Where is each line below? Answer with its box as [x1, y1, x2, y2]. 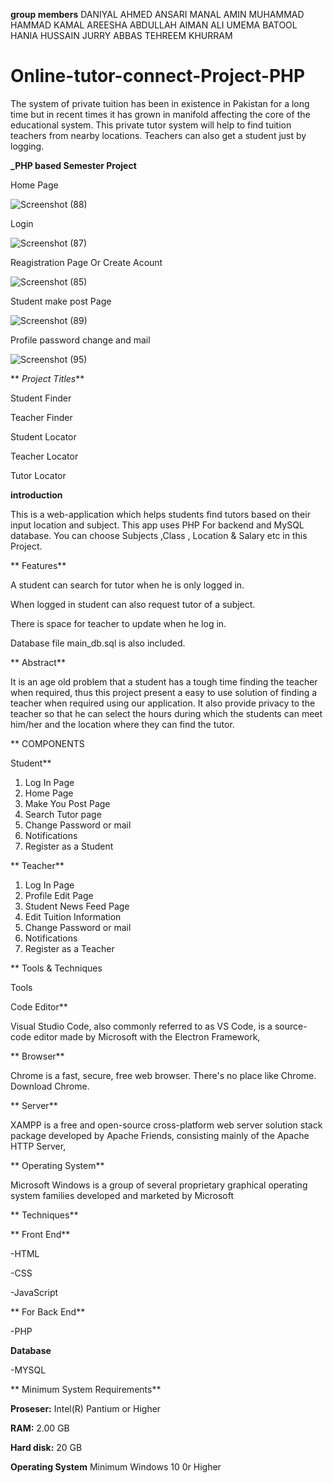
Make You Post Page [24, 797, 111, 809]
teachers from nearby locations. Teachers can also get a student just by [10, 129, 307, 141]
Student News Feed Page [24, 900, 130, 912]
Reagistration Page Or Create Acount [10, 256, 163, 268]
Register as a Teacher [24, 942, 115, 954]
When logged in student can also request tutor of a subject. [10, 598, 256, 610]
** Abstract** [10, 656, 66, 668]
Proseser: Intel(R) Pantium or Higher [10, 1402, 162, 1414]
